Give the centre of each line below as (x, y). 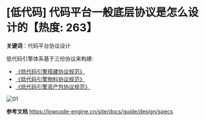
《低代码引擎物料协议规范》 (50, 79)
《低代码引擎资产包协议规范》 (52, 86)
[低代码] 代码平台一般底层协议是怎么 (97, 12)
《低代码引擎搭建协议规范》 (50, 71)
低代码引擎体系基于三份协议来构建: (50, 58)
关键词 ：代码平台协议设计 (38, 46)
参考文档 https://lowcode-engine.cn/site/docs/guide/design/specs (90, 111)
